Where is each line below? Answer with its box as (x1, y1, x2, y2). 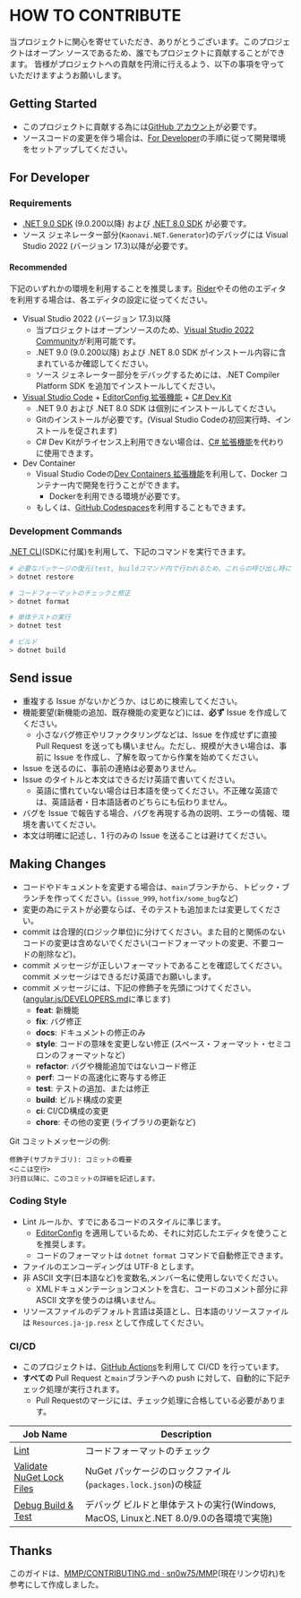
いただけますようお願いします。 (9, 69, 127, 81)
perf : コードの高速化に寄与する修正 (35, 1071, 168, 1082)
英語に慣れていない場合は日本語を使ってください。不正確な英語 (35, 785, 271, 795)
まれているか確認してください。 (35, 357, 154, 368)
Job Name (22, 1428, 68, 1440)
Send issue (9, 671, 73, 686)
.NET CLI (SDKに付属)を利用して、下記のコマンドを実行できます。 (9, 546, 251, 556)
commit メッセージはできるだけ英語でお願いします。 (21, 971, 217, 982)
